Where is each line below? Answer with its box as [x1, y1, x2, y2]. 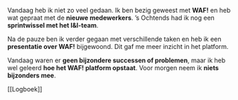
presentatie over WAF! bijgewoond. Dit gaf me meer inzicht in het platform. [7, 43, 229, 50]
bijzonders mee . [7, 71, 56, 79]
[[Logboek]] [7, 85, 43, 93]
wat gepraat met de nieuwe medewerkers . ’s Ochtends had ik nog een [7, 13, 215, 22]
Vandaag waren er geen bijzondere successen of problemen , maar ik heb [7, 56, 226, 65]
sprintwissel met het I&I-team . [7, 21, 99, 29]
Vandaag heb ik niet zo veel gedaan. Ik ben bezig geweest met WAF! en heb [7, 6, 231, 14]
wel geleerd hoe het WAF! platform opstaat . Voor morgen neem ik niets [7, 64, 219, 72]
